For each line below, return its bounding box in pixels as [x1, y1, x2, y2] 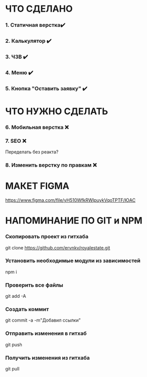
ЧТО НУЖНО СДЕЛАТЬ [5, 105, 108, 117]
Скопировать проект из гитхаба [5, 233, 89, 240]
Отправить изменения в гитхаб [5, 330, 87, 337]
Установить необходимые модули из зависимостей [5, 257, 141, 264]
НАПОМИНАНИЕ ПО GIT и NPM [5, 215, 143, 227]
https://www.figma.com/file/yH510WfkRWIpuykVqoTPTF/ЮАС [5, 197, 136, 203]
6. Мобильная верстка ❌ [5, 123, 69, 131]
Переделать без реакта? [5, 149, 59, 155]
